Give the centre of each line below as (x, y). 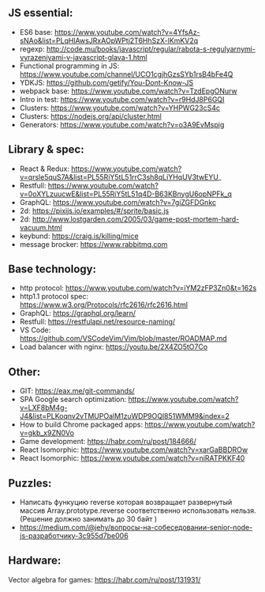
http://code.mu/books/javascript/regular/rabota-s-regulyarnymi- (151, 49)
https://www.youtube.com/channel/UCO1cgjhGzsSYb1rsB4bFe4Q (126, 74)
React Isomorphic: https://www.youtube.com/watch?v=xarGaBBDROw (134, 450)
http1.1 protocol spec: (54, 297)
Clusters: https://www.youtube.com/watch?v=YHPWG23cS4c (120, 108)
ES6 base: (36, 32)
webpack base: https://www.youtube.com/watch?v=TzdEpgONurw (129, 91)
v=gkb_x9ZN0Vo (47, 433)
